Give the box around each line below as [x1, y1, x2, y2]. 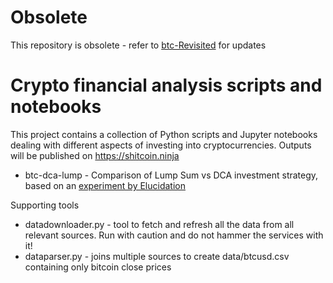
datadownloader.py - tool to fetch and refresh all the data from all [24, 218, 295, 230]
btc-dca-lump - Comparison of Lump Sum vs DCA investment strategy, [24, 169, 319, 181]
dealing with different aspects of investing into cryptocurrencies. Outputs [10, 139, 312, 151]
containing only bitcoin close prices [24, 261, 172, 273]
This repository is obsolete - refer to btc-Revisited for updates [10, 39, 267, 51]
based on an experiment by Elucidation [24, 179, 186, 191]
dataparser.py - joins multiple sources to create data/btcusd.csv [24, 250, 290, 262]
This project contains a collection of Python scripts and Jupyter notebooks [10, 128, 318, 140]
